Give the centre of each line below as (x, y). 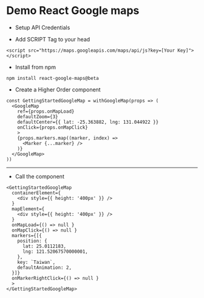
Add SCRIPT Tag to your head (53, 39)
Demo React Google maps (73, 11)
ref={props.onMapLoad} (46, 111)
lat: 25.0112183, (44, 246)
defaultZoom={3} (38, 116)
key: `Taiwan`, (36, 262)
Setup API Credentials (42, 27)
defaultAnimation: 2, (44, 268)
